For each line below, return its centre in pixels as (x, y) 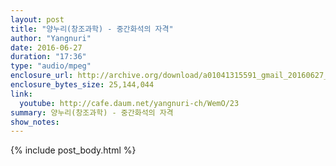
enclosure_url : (42, 76)
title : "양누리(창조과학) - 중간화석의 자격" (92, 29)
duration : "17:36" (48, 57)
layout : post (37, 19)
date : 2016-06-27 (46, 47)
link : (21, 94)
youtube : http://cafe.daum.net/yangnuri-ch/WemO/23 (129, 103)
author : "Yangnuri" (51, 38)
